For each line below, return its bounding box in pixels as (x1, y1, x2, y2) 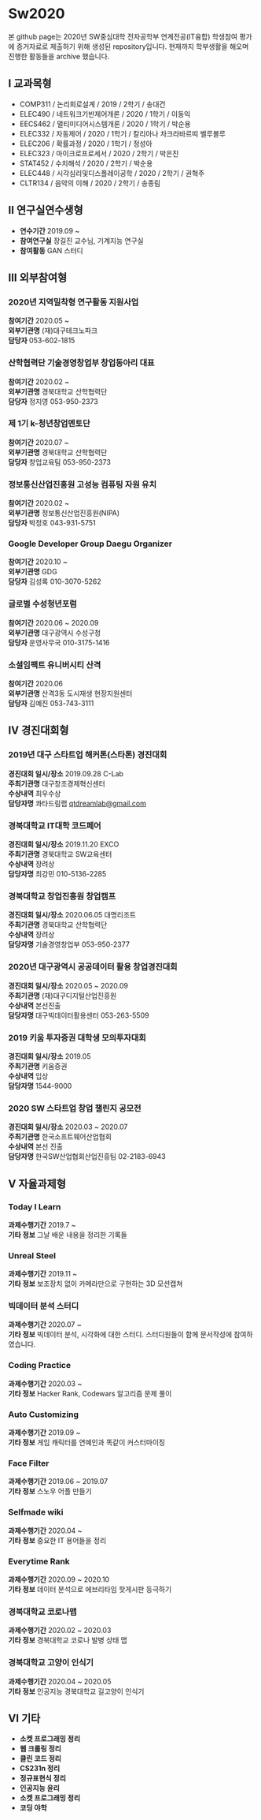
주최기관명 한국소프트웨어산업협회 (8, 1132, 112, 1142)
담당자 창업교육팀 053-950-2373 (8, 457, 112, 466)
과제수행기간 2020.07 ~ (8, 1320, 82, 1329)
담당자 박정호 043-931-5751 (8, 518, 96, 528)
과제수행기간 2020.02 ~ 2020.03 (8, 1626, 112, 1635)
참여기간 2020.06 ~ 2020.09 (8, 618, 99, 627)
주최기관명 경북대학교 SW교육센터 (8, 850, 112, 859)
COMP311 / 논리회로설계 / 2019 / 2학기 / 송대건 (19, 99, 166, 109)
